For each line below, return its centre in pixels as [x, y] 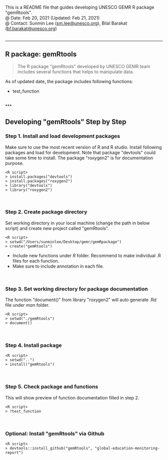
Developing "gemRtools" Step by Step [66, 122]
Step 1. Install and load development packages [63, 136]
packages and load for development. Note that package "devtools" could [80, 152]
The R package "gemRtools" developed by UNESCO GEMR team [84, 66]
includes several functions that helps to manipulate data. [75, 72]
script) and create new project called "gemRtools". [57, 228]
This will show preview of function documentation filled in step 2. [72, 397]
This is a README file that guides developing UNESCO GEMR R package [80, 7]
